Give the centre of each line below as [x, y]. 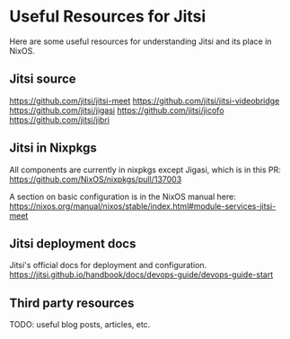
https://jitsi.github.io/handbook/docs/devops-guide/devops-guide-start [141, 274]
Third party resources [72, 303]
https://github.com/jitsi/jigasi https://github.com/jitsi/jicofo [117, 110]
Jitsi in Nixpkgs [53, 148]
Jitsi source [43, 79]
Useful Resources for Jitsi [108, 17]
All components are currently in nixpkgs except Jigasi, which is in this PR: [145, 169]
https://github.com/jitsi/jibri [60, 119]
